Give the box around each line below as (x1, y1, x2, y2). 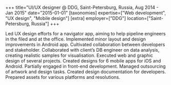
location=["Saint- (127, 15, 163, 21)
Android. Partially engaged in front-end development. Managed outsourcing (5, 63, 166, 69)
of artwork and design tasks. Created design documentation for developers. (5, 69, 166, 75)
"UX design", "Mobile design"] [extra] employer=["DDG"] (5, 15, 126, 21)
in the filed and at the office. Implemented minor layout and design (5, 36, 146, 42)
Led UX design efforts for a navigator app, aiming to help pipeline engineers (5, 31, 166, 36)
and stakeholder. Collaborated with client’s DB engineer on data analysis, (5, 47, 160, 53)
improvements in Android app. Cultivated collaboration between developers (5, 41, 165, 48)
